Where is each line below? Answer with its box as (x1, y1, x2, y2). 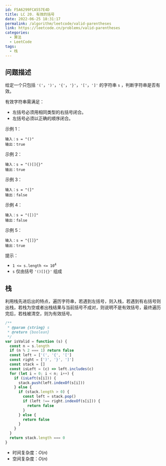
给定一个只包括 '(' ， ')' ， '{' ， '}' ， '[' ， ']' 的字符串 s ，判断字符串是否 (5, 82, 156, 88)
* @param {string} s (7, 325, 50, 330)
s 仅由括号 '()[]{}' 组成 (12, 268, 63, 274)
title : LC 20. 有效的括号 (5, 12, 55, 17)
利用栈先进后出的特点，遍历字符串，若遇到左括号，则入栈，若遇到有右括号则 (5, 298, 161, 304)
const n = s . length (9, 343, 50, 348)
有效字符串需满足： (5, 99, 44, 105)
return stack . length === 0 (9, 435, 65, 440)
